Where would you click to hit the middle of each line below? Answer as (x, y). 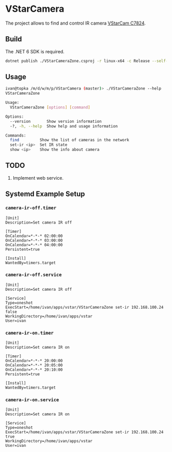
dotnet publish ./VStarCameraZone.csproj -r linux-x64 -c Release (78, 61)
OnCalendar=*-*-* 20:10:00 (34, 370)
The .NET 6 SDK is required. (35, 51)
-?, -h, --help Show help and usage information (64, 126)
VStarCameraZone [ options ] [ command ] (50, 107)
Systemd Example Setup (45, 194)
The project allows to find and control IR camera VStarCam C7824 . (76, 23)
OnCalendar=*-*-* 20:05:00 (34, 365)
